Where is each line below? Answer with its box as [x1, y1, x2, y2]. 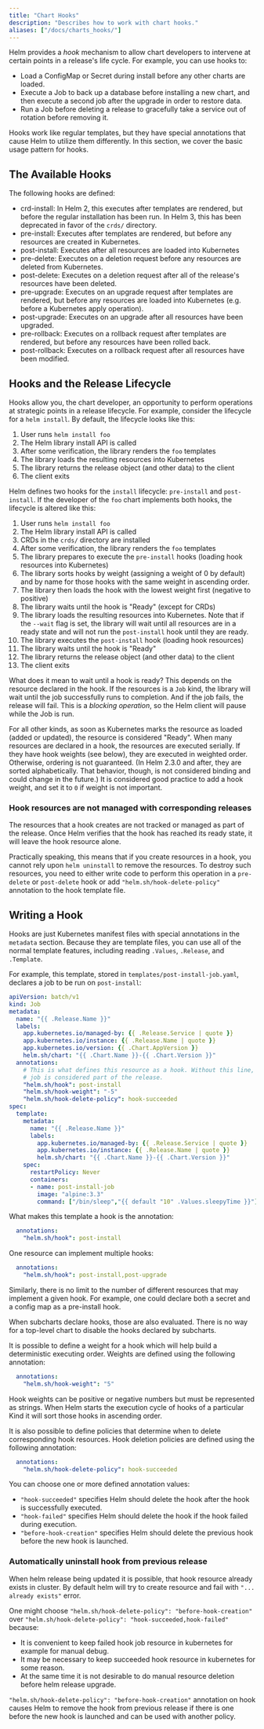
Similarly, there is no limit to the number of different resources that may [9, 1285, 239, 1294]
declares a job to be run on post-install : [9, 978, 142, 987]
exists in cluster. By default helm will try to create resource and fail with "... [9, 1582, 255, 1591]
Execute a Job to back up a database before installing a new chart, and [20, 88, 250, 97]
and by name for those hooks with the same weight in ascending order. [20, 577, 250, 586]
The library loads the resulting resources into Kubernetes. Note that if [20, 611, 245, 619]
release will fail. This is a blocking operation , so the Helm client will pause [9, 701, 247, 710]
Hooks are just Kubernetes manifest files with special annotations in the [9, 929, 240, 939]
